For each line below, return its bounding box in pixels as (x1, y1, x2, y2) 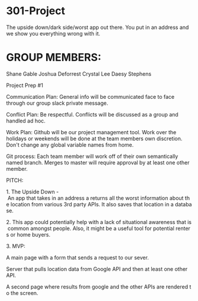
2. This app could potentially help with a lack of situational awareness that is (6, 218, 192, 225)
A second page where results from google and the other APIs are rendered (6, 283, 189, 290)
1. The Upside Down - (6, 188, 59, 195)
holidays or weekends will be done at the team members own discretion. (6, 135, 183, 142)
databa (174, 200, 192, 208)
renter (175, 225, 191, 232)
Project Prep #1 (6, 82, 43, 89)
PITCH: (6, 176, 24, 184)
